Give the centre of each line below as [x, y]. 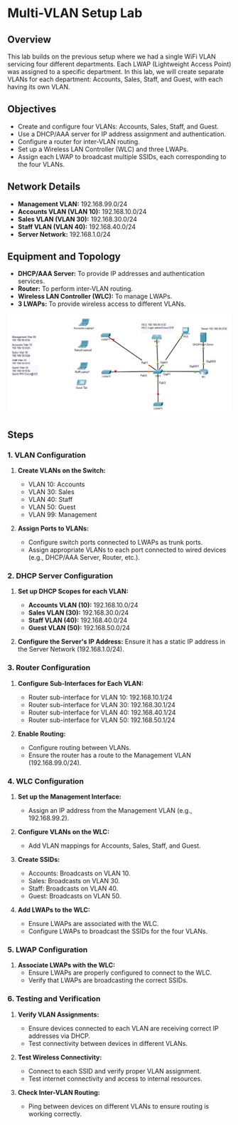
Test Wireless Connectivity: [60, 1057]
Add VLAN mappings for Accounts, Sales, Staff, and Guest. [114, 846]
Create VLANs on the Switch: [62, 471]
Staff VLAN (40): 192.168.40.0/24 [78, 620]
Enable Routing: [42, 734]
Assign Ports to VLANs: [53, 528]
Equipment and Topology [64, 257]
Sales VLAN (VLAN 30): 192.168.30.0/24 [77, 219]
